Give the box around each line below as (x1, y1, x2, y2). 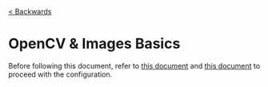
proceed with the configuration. (8, 69, 113, 79)
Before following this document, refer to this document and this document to (8, 61, 261, 70)
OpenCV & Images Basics (8, 35, 181, 53)
